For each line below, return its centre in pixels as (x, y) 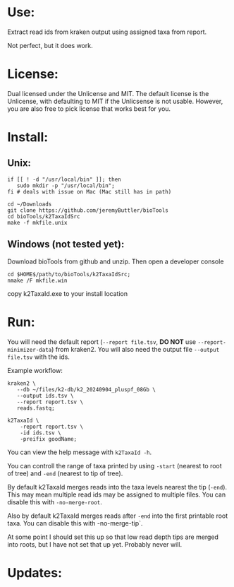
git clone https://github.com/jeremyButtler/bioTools (88, 210)
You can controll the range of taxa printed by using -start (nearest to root (115, 466)
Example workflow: (35, 370)
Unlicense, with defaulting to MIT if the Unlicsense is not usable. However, (115, 101)
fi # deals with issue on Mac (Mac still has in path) (90, 191)
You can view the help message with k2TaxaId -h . (80, 452)
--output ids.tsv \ (45, 396)
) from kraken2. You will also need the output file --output (136, 349)
